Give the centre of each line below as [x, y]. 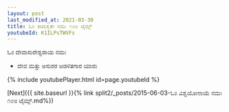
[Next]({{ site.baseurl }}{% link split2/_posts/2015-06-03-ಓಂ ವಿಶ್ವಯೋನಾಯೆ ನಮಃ [115, 93]
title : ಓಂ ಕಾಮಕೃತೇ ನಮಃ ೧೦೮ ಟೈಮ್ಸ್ [50, 26]
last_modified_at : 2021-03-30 [51, 20]
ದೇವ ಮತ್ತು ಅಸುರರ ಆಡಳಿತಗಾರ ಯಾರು [57, 66]
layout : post [26, 13]
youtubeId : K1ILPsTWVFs [41, 33]
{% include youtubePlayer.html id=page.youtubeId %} [84, 80]
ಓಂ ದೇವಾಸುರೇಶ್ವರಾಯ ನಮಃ [37, 52]
